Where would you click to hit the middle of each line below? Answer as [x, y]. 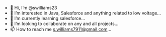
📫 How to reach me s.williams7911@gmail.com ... [61, 29]
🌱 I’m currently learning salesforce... [48, 18]
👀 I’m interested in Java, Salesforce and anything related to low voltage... [86, 13]
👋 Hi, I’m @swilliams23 [33, 8]
